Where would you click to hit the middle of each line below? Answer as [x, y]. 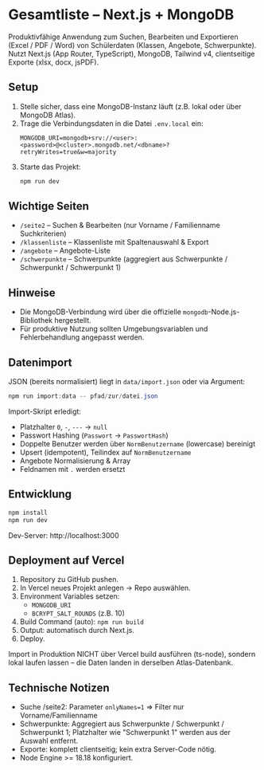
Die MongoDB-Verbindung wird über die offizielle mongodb [114, 312]
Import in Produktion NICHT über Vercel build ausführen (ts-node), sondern [132, 654]
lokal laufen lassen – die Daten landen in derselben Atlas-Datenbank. [120, 662]
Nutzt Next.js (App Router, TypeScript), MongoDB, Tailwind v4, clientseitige [132, 53]
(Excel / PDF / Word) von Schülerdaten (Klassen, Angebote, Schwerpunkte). [132, 45]
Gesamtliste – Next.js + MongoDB [121, 15]
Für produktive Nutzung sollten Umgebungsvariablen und [114, 329]
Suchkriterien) [43, 234]
